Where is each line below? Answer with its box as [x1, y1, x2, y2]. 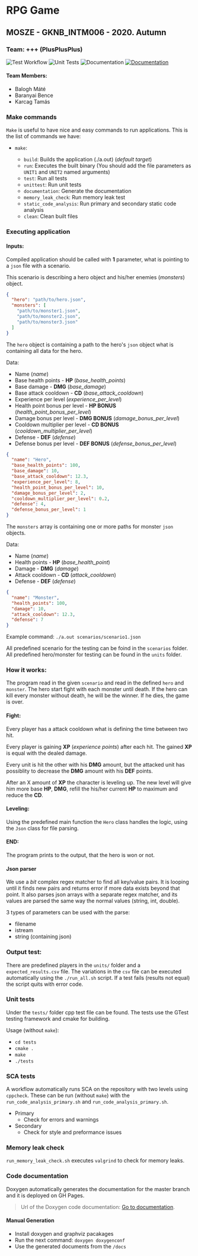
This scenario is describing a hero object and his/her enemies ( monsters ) [6, 273, 185, 280]
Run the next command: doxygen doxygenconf [14, 1236, 126, 1243]
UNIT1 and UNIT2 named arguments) [23, 168, 111, 176]
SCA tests [6, 1072, 36, 1080]
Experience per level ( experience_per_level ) [14, 395, 122, 402]
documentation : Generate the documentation [23, 188, 132, 195]
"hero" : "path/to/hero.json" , [11, 297, 86, 303]
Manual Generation [6, 1217, 55, 1224]
